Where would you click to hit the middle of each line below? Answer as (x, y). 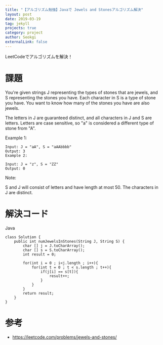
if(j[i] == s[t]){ (59, 272)
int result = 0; (40, 254)
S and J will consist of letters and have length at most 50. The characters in (82, 187)
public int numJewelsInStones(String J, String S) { (69, 241)
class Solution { (23, 237)
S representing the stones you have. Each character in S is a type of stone (81, 97)
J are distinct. (19, 192)
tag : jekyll (17, 23)
